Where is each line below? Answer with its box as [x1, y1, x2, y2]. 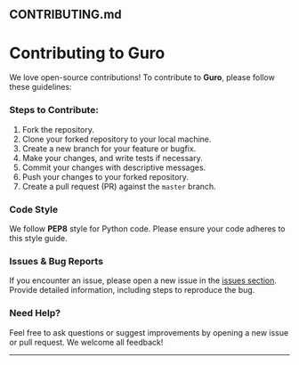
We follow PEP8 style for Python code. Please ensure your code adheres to [9, 223, 286, 234]
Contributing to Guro [9, 43, 166, 63]
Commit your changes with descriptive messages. [21, 162, 206, 173]
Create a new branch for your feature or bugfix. [21, 142, 197, 154]
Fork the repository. [21, 124, 95, 134]
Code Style [9, 203, 59, 215]
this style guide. [9, 232, 69, 243]
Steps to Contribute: [9, 104, 100, 117]
